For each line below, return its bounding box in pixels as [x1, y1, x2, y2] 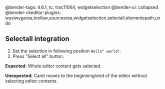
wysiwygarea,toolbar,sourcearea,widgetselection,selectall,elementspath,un [5, 15, 161, 20]
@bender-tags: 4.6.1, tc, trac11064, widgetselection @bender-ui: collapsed [5, 4, 158, 10]
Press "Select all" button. [12, 53, 64, 59]
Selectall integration [5, 34, 69, 43]
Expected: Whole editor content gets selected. [5, 62, 101, 69]
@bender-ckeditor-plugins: [5, 9, 61, 15]
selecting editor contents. [5, 77, 58, 84]
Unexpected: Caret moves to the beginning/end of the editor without [5, 72, 147, 78]
